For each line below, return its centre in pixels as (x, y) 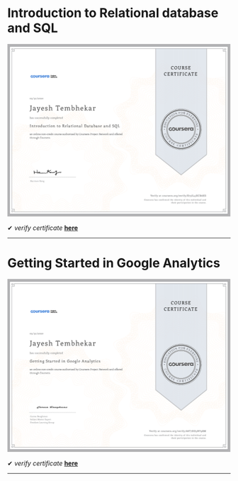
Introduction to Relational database (113, 13)
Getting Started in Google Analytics (114, 263)
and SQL (33, 28)
